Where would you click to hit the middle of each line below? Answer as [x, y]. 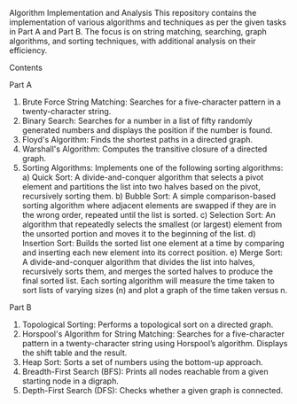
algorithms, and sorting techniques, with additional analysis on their [133, 41]
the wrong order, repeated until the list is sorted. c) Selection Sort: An [149, 215]
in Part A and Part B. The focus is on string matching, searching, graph [138, 31]
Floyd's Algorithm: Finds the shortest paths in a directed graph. [137, 140]
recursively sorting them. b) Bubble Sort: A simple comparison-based [149, 196]
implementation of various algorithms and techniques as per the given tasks [148, 22]
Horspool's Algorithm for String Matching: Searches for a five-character [153, 334]
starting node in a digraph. [70, 381]
